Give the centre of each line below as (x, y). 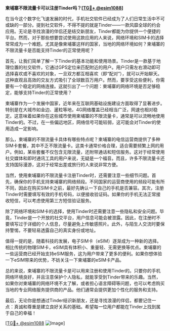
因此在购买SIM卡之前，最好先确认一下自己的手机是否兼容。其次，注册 (91, 188)
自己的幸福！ (23, 313)
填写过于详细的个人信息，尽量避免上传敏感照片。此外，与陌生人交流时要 (85, 224)
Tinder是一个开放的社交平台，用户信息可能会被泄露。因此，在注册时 (85, 218)
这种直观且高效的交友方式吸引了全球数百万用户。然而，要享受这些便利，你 (83, 80)
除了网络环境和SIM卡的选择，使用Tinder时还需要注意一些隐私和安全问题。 (83, 211)
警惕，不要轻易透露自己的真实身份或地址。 (54, 230)
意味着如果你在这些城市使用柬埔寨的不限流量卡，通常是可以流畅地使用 (92, 116)
